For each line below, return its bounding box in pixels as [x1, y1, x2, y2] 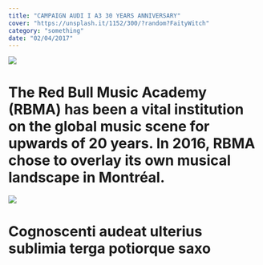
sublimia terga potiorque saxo [8, 239, 211, 258]
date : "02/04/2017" [8, 34, 74, 42]
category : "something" [8, 26, 84, 34]
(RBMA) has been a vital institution [8, 101, 245, 118]
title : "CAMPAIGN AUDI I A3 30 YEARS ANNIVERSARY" [8, 11, 181, 20]
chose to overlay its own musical [8, 151, 231, 170]
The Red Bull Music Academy [8, 83, 207, 102]
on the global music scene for [8, 118, 210, 136]
